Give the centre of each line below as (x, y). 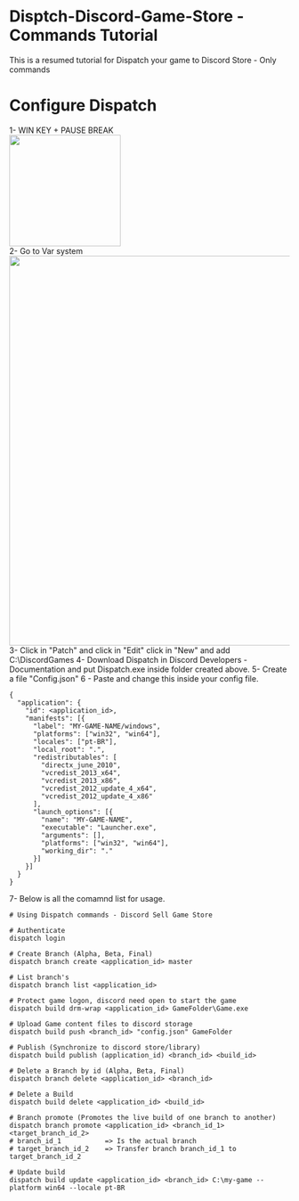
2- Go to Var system (46, 250)
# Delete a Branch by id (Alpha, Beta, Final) (97, 1071)
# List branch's (39, 977)
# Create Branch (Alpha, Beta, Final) (81, 954)
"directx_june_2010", (81, 765)
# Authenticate (37, 930)
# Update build (37, 1172)
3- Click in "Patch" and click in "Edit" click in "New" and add (120, 650)
